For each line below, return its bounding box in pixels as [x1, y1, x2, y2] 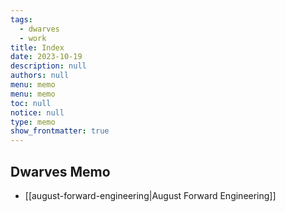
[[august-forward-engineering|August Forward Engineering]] [24, 189, 277, 201]
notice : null [10, 107, 65, 118]
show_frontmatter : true [10, 126, 110, 136]
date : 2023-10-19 [10, 52, 83, 62]
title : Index [10, 42, 65, 53]
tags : [10, 14, 33, 25]
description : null [10, 61, 87, 71]
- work [19, 33, 47, 43]
